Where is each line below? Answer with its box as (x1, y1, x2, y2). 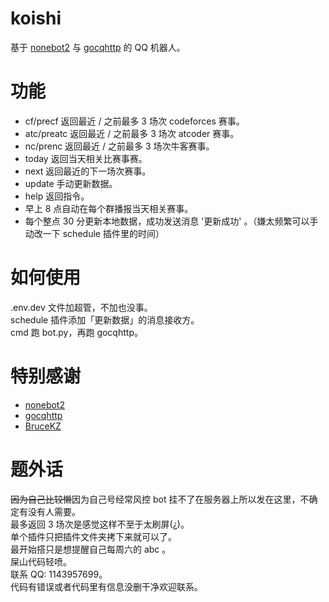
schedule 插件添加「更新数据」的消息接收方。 (10, 313, 200, 326)
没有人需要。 (27, 505, 81, 517)
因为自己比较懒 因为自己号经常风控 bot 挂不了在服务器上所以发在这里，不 (10, 493, 310, 505)
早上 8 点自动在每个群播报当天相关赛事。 (24, 202, 194, 214)
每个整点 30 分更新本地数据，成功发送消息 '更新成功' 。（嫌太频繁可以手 (24, 215, 319, 227)
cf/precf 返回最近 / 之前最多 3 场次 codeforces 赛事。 (24, 115, 245, 127)
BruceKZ (24, 420, 62, 432)
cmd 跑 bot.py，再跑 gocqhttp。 (10, 326, 143, 338)
